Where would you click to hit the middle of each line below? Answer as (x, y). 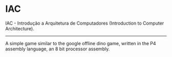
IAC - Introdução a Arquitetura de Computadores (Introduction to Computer (85, 23)
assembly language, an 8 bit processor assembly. (58, 49)
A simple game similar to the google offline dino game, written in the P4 (81, 43)
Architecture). (20, 28)
